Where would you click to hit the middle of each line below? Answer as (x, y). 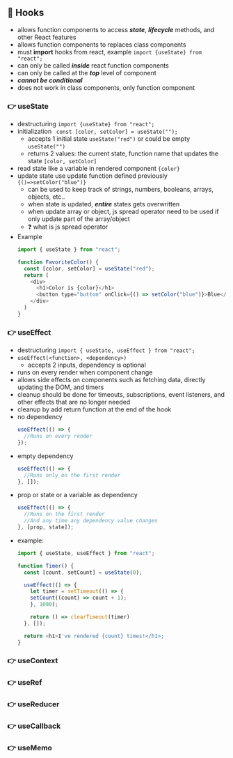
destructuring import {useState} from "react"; (86, 124)
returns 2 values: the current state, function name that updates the (123, 153)
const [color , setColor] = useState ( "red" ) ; (89, 268)
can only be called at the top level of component (87, 73)
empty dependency (45, 456)
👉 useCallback (34, 726)
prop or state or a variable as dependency (77, 495)
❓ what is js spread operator (68, 227)
